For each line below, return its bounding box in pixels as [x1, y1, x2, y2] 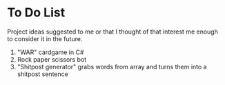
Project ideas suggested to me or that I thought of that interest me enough [7, 27, 219, 36]
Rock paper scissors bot [17, 55, 87, 63]
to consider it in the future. [7, 34, 83, 42]
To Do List [7, 5, 66, 21]
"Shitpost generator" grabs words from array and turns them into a [17, 62, 207, 71]
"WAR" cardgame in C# [17, 48, 84, 56]
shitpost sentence [17, 70, 69, 78]
